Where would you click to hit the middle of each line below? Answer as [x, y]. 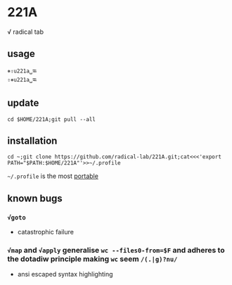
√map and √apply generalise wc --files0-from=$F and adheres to [116, 250]
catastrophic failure [45, 232]
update [23, 103]
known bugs [35, 198]
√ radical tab [26, 32]
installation [32, 140]
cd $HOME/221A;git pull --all [52, 119]
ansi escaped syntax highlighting [65, 274]
